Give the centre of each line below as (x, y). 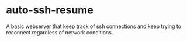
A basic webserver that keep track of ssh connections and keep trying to (93, 26)
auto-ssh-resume (50, 10)
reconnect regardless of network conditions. (60, 32)
